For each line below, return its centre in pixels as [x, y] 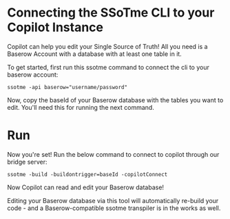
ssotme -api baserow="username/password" [67, 87]
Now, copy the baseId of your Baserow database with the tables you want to [115, 100]
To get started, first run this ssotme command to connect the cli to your [108, 67]
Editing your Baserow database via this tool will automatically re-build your [113, 200]
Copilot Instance [55, 27]
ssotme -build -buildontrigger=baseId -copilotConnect [87, 174]
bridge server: [27, 162]
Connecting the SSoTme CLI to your [111, 13]
